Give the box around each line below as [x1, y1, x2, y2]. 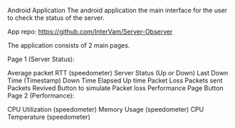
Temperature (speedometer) [7, 113, 90, 121]
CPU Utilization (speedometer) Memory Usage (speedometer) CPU [7, 105, 204, 113]
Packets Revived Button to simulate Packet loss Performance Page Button [7, 84, 224, 92]
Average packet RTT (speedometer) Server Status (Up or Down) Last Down [7, 69, 229, 77]
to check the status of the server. [7, 14, 105, 22]
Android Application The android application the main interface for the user [7, 6, 228, 14]
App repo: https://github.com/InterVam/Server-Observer [7, 28, 173, 36]
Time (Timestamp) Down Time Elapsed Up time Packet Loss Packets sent [7, 76, 223, 85]
